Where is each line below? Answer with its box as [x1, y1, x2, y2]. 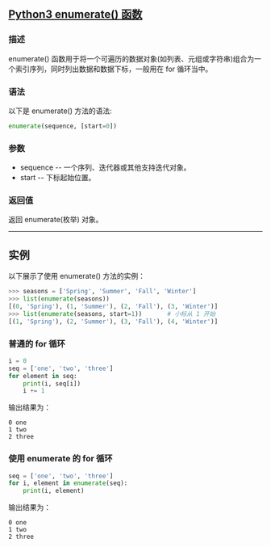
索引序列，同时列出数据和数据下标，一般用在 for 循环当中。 [15, 64, 213, 74]
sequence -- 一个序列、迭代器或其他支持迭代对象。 [19, 162, 191, 172]
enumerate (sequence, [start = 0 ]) [8, 122, 117, 130]
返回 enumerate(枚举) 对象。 [8, 215, 103, 225]
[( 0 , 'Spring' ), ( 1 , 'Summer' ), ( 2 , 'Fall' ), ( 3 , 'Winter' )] [8, 302, 219, 311]
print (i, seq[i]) [23, 379, 81, 388]
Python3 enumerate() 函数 [8, 7, 143, 22]
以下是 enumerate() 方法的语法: [8, 106, 112, 116]
